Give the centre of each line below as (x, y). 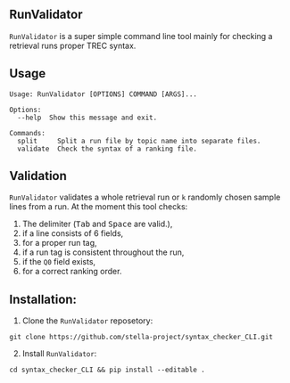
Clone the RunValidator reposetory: (87, 321)
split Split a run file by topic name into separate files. (139, 141)
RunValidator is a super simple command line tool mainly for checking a (141, 36)
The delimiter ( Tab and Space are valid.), (97, 224)
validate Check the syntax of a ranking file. (108, 149)
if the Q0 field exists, (59, 262)
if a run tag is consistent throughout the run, (103, 252)
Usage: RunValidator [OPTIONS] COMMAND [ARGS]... (104, 94)
